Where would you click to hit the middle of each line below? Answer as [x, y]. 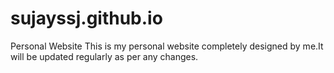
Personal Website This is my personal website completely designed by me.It [167, 46]
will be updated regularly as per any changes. [104, 56]
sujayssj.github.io [86, 18]
